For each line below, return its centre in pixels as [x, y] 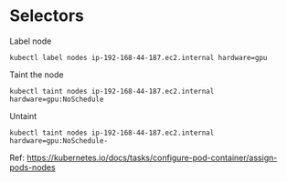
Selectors [47, 16]
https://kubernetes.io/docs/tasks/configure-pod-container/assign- [152, 157]
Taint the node [37, 75]
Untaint [23, 116]
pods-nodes [33, 167]
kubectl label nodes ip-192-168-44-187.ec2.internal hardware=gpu [138, 57]
